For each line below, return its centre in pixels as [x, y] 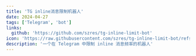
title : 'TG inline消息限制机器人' [45, 11]
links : [14, 28]
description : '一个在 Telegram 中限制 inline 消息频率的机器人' [80, 44]
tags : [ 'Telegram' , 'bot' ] [39, 22]
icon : [13, 38]
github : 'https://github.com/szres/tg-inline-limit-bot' [82, 33]
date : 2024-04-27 [27, 17]
